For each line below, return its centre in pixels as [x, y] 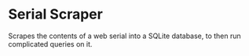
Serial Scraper [56, 14]
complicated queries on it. [50, 44]
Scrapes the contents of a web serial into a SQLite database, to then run [124, 36]
